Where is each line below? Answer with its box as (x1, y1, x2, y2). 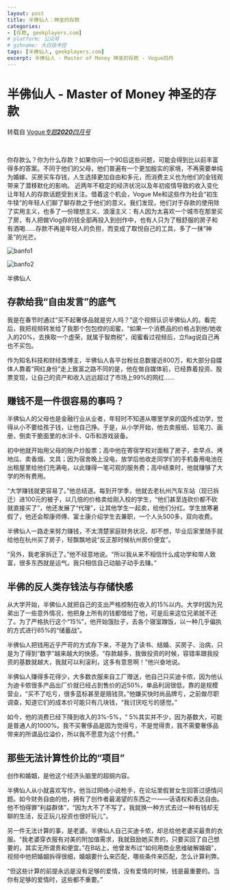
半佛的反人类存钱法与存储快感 (7, 581, 133, 593)
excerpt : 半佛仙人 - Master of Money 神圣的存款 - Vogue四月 (7, 55, 174, 62)
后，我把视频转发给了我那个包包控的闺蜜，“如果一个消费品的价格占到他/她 (7, 324, 216, 332)
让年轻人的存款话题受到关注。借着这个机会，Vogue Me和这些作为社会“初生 (7, 190, 219, 198)
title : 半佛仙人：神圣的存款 (7, 16, 80, 23)
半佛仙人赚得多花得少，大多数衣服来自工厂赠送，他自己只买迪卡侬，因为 (7, 672, 211, 681)
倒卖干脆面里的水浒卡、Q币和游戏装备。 (18, 432, 132, 440)
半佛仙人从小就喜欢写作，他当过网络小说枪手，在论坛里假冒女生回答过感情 (7, 786, 217, 794)
